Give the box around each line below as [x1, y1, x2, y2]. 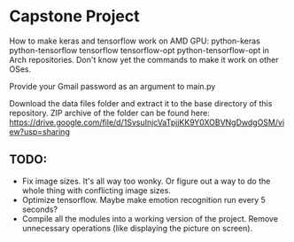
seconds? [21, 204, 58, 215]
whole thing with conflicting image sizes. [21, 184, 171, 196]
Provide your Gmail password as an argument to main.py [9, 81, 216, 91]
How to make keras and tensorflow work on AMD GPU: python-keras [9, 35, 261, 46]
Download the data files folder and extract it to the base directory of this [9, 98, 273, 108]
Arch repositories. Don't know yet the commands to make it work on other [9, 54, 279, 65]
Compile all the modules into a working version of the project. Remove [21, 213, 279, 223]
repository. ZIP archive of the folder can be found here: [9, 107, 210, 118]
